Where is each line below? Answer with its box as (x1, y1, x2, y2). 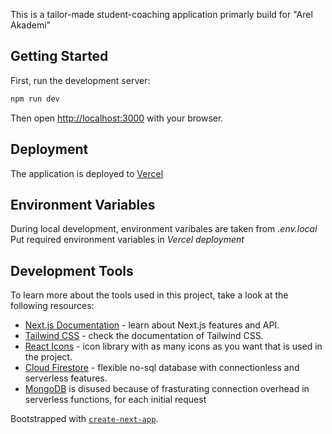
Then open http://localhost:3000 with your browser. (10, 112, 224, 124)
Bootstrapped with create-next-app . (10, 413, 159, 425)
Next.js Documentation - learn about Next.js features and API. (24, 319, 280, 331)
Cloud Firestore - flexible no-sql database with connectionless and (24, 362, 300, 374)
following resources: (10, 300, 95, 312)
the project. (24, 351, 73, 363)
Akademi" (10, 19, 52, 31)
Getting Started (10, 48, 109, 65)
